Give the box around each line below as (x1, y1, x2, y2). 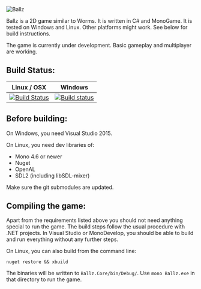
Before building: (6, 114, 68, 124)
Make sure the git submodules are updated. (6, 183, 114, 191)
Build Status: (6, 65, 55, 76)
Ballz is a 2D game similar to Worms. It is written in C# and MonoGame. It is (6, 17, 193, 24)
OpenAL (14, 165, 36, 173)
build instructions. (6, 30, 51, 37)
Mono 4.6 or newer (14, 153, 62, 160)
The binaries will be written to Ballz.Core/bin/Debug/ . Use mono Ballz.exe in (6, 270, 195, 277)
